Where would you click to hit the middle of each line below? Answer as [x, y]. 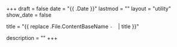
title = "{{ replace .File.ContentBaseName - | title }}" [73, 26]
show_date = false [29, 15]
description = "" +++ [32, 38]
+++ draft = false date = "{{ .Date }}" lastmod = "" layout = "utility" [89, 9]
